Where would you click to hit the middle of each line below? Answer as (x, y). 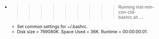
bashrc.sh (128, 17)
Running (127, 7)
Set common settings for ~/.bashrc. (52, 26)
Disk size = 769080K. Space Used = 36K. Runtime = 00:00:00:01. (82, 32)
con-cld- (127, 12)
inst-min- (145, 7)
